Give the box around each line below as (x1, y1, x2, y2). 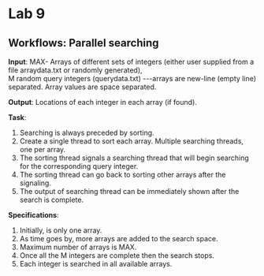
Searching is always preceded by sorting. (19, 128, 155, 137)
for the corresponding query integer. (19, 162, 139, 170)
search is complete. (19, 195, 84, 204)
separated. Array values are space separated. (8, 82, 157, 91)
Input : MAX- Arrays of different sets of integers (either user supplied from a (8, 57, 255, 66)
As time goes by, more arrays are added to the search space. (19, 234, 218, 243)
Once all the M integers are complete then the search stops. (19, 251, 215, 260)
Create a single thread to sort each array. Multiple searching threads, (19, 136, 244, 146)
